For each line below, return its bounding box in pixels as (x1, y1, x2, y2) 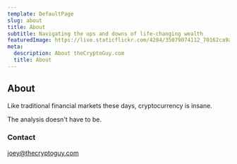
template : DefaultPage (7, 10, 74, 18)
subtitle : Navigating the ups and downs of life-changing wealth (7, 30, 203, 37)
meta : (7, 43, 23, 50)
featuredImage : (7, 37, 52, 44)
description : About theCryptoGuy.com (13, 50, 125, 57)
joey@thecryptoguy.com (7, 148, 79, 157)
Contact (7, 132, 36, 142)
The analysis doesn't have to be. (7, 115, 102, 124)
